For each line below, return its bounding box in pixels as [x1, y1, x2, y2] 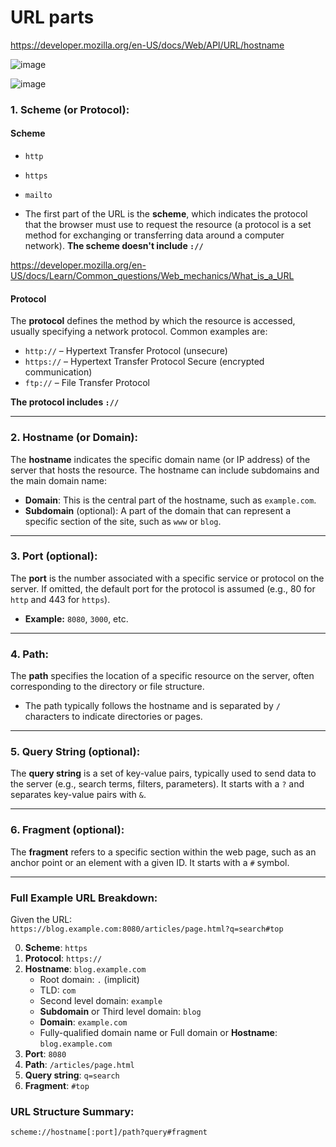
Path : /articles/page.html [24, 1059, 135, 1071]
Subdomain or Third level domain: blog [39, 1006, 202, 1018]
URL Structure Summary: [10, 1104, 135, 1118]
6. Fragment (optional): [10, 823, 125, 837]
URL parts [10, 6, 95, 29]
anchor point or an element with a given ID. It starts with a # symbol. [10, 856, 290, 868]
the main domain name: [10, 474, 107, 486]
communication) [24, 366, 93, 378]
